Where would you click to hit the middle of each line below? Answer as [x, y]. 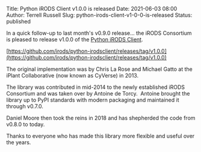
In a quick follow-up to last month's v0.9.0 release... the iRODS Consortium [99, 33]
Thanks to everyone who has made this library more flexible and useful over [100, 136]
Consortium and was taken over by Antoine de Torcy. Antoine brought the [98, 93]
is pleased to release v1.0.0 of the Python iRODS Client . [75, 39]
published [19, 21]
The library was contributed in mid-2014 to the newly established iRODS [96, 87]
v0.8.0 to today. [26, 124]
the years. [19, 142]
